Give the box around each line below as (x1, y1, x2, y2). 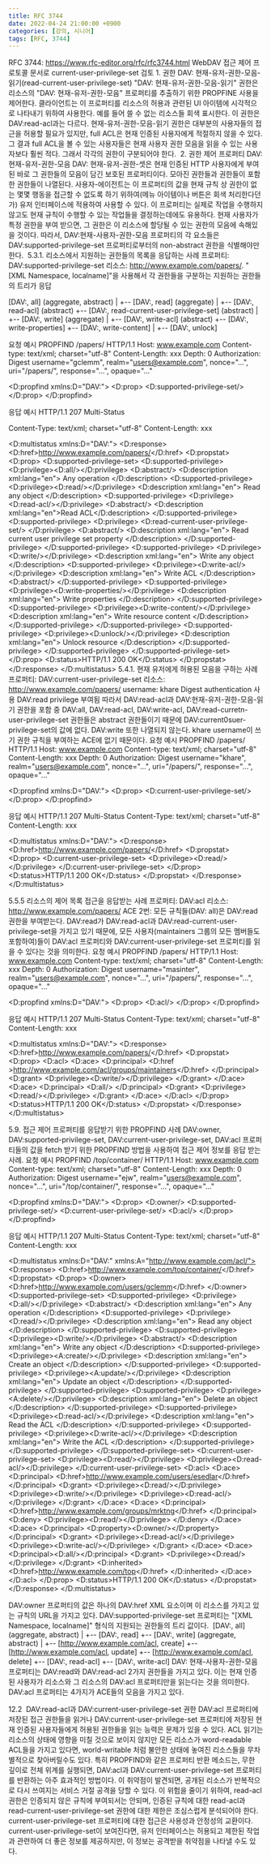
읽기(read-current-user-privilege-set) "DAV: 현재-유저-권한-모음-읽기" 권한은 (8, 78, 259, 88)
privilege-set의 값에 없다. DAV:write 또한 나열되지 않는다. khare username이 (8, 725, 253, 735)
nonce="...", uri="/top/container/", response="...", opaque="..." (8, 1181, 214, 1191)
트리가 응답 (16, 281, 53, 290)
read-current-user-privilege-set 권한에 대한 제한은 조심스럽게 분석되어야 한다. (8, 1806, 259, 1816)
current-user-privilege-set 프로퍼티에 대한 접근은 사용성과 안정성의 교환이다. (8, 1816, 253, 1826)
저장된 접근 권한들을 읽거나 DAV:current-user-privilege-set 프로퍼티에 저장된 (8, 1715, 254, 1724)
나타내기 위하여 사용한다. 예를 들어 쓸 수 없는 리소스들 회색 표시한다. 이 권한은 (16, 109, 260, 118)
